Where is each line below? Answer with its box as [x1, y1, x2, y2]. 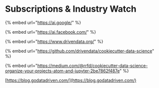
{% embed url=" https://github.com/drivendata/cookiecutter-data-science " [5, 48, 155, 54]
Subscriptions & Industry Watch [5, 3, 137, 15]
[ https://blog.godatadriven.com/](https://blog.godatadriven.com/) [5, 77, 137, 83]
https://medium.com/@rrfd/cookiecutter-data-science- [37, 63, 148, 68]
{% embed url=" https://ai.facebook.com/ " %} [5, 29, 96, 35]
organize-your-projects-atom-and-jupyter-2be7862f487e [5, 67, 120, 74]
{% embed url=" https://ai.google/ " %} [5, 20, 81, 25]
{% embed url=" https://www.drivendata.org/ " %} [5, 38, 104, 44]
